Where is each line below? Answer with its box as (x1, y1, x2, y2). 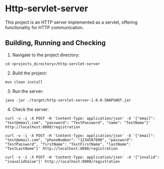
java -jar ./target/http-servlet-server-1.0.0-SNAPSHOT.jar (5, 98, 131, 102)
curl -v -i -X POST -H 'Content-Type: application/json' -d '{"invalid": (5, 155, 160, 160)
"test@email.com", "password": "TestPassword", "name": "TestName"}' (5, 120, 151, 125)
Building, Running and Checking (5, 39, 106, 47)
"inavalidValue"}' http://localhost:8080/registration (5, 159, 120, 164)
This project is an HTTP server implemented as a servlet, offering (5, 19, 138, 25)
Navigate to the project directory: (12, 52, 80, 58)
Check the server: (12, 106, 49, 112)
